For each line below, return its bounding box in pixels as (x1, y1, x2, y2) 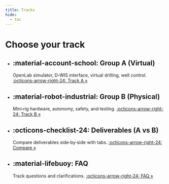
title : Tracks (5, 7, 36, 13)
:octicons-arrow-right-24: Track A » (12, 78, 88, 84)
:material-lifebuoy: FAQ (12, 159, 88, 168)
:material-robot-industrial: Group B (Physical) (12, 92, 160, 101)
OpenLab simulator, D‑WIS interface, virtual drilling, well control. (12, 72, 147, 79)
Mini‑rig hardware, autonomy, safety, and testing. (12, 106, 116, 112)
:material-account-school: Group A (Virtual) (12, 59, 155, 67)
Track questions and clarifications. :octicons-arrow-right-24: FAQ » (12, 173, 153, 179)
